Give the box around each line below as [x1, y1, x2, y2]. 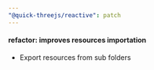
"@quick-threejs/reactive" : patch [8, 11, 122, 19]
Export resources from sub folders [19, 52, 131, 62]
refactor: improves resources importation [8, 36, 147, 45]
